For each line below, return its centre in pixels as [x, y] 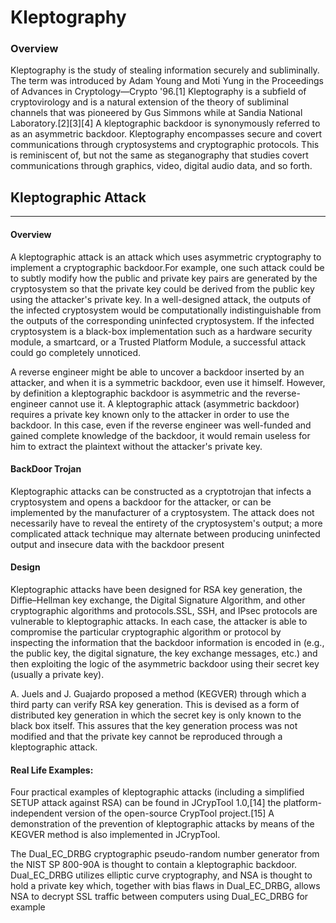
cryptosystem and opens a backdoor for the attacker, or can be [141, 502]
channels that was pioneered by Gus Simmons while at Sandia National [156, 113]
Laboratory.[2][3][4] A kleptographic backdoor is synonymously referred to [165, 123]
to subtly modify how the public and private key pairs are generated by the [164, 278]
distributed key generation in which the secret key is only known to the [156, 715]
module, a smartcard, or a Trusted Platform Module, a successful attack [158, 342]
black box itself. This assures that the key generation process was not [154, 725]
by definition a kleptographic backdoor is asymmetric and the [136, 393]
